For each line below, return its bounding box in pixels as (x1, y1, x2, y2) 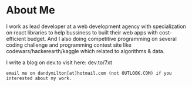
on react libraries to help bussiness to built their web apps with (6, 29, 159, 36)
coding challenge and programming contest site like (6, 41, 132, 48)
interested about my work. (6, 75, 72, 81)
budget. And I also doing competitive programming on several (27, 35, 177, 42)
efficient (6, 35, 26, 42)
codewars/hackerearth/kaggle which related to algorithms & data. (6, 47, 165, 54)
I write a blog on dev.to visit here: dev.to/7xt (6, 59, 113, 66)
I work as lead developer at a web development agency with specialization (6, 23, 186, 30)
